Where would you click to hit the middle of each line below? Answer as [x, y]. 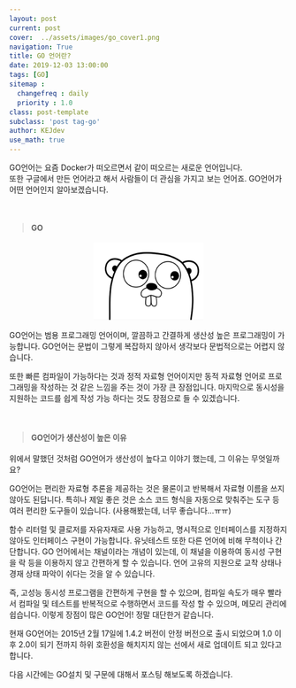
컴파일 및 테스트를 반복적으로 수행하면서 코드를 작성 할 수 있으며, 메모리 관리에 [152, 604]
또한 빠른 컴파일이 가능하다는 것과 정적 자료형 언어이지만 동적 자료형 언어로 [138, 376]
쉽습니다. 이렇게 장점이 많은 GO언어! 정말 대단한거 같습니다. [111, 615]
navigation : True [41, 47]
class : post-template [49, 112]
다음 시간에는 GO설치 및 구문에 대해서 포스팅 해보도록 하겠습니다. [121, 675]
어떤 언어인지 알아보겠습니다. [59, 189]
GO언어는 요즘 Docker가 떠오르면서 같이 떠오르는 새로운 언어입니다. [126, 167]
